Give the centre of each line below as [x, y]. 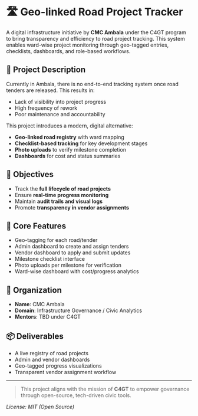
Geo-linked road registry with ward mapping [70, 137]
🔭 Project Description [46, 70]
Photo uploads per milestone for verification [68, 265]
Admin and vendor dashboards [52, 359]
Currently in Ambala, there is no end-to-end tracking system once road [92, 84]
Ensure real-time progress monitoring [62, 195]
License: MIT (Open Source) [40, 407]
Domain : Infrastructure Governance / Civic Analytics [78, 310]
